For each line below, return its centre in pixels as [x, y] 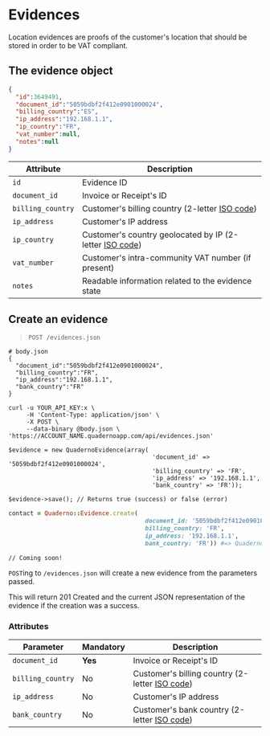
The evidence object [61, 71]
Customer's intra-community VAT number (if [166, 257]
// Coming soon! [35, 558]
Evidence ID [104, 182]
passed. [22, 581]
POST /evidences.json [64, 338]
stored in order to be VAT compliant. [68, 45]
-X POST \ [43, 422]
